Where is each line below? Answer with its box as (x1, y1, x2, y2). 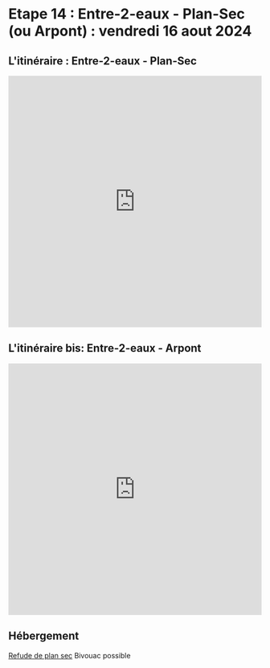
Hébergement (8, 629, 80, 643)
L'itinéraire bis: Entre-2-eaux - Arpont (8, 341, 202, 355)
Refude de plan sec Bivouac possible (8, 650, 131, 660)
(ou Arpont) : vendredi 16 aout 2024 (8, 22, 252, 40)
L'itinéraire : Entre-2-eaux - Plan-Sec (8, 54, 197, 68)
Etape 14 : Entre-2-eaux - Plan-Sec (8, 5, 245, 23)
